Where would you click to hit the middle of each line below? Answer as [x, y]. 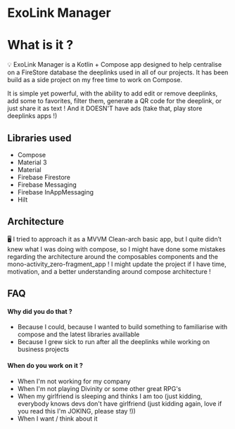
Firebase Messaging [47, 185]
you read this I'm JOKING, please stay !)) [76, 411]
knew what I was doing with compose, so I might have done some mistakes [116, 249]
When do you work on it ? [45, 365]
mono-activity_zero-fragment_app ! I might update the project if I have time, [117, 264]
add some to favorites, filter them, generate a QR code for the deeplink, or [115, 101]
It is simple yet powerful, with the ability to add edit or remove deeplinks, [113, 93]
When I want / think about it [57, 418]
